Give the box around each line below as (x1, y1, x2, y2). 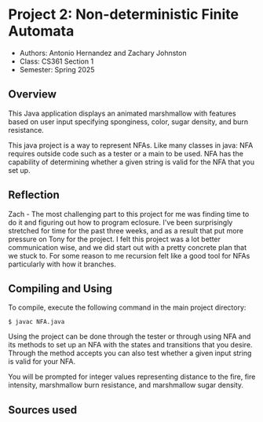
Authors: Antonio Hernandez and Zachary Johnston (19, 48, 187, 57)
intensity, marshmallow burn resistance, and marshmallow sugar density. (8, 380, 244, 390)
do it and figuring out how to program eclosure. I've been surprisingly (8, 218, 233, 227)
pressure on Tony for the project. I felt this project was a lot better (8, 234, 221, 244)
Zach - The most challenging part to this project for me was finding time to (8, 209, 250, 218)
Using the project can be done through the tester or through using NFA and (8, 332, 251, 341)
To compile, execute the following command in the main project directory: (8, 303, 247, 312)
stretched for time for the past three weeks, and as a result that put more (8, 226, 243, 235)
